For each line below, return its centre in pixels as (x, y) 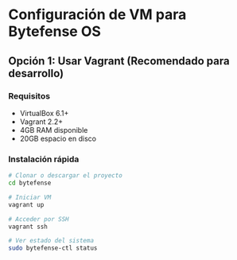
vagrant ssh (28, 227)
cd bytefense (30, 183)
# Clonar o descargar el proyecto (66, 176)
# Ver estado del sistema (51, 241)
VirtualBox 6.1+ (44, 113)
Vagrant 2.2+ (41, 122)
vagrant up (26, 204)
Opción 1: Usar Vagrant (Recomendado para (119, 61)
